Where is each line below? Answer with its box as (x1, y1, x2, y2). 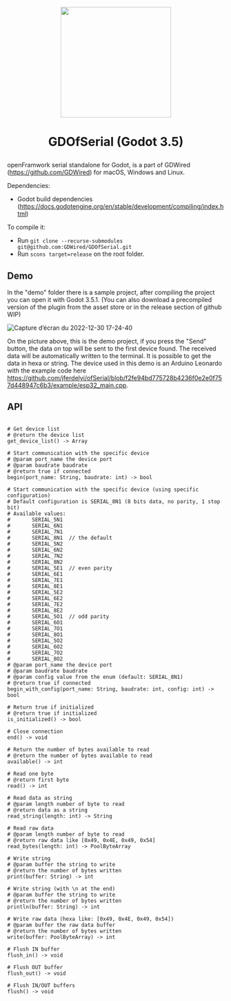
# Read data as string (7, 794, 72, 801)
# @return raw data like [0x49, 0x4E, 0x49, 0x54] (7, 836, 156, 843)
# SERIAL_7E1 (7, 577, 63, 583)
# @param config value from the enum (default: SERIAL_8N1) (7, 673, 184, 680)
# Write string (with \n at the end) (7, 885, 116, 892)
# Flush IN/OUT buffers (7, 982, 76, 989)
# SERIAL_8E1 (7, 583, 63, 590)
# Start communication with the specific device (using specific (7, 486, 199, 493)
